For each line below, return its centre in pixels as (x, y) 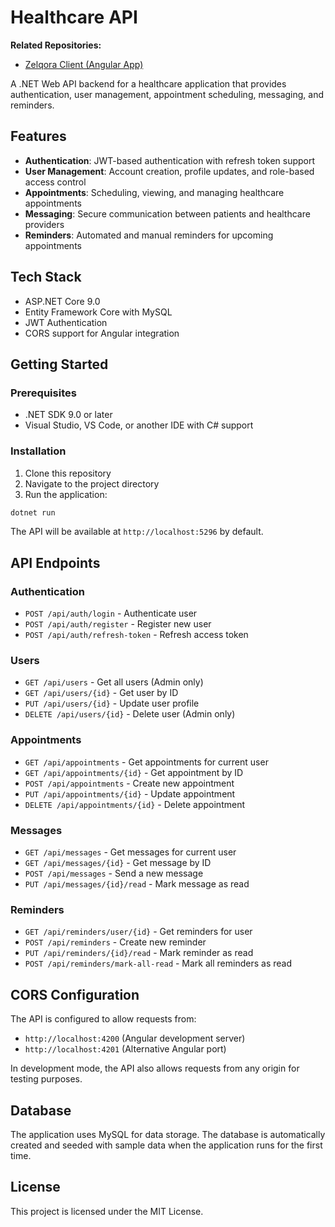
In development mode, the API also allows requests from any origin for (155, 1068)
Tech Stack (46, 277)
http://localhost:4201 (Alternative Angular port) (125, 1049)
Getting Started (59, 364)
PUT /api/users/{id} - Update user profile (112, 703)
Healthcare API (74, 17)
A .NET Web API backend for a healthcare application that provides (148, 83)
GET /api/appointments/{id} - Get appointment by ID (134, 772)
